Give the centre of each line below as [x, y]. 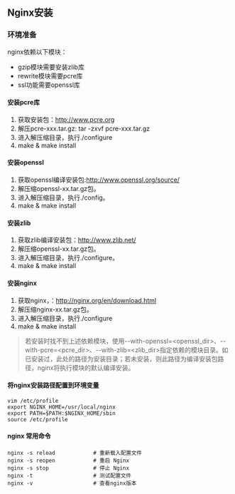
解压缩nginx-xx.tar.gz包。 [55, 309]
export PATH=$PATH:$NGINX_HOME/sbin [61, 413]
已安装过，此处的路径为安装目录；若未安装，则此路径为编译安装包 [121, 359]
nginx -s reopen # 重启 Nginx [69, 460]
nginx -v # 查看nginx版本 [72, 483]
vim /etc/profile [33, 401]
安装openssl [26, 163]
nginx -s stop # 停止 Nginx [69, 468]
